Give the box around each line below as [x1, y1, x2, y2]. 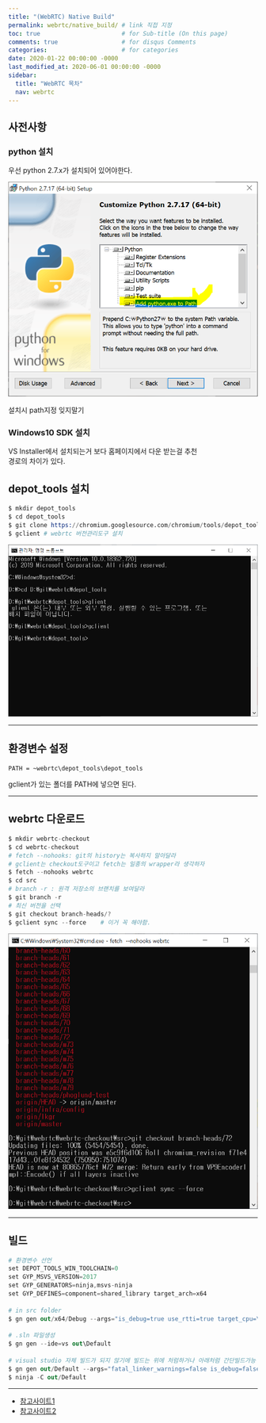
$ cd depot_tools [8, 513, 66, 521]
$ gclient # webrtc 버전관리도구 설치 [8, 530, 123, 537]
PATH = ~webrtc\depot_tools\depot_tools [8, 765, 144, 773]
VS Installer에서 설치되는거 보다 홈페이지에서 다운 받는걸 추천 [8, 446, 198, 456]
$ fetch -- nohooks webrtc [8, 868, 93, 876]
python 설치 [8, 146, 54, 157]
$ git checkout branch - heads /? [8, 910, 112, 918]
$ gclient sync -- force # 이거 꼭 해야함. [8, 918, 151, 927]
